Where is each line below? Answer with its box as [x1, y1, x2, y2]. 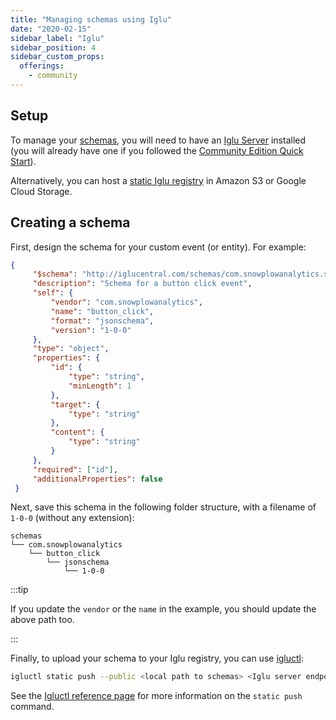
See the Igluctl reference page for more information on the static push [10, 690, 303, 702]
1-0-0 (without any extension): [10, 512, 135, 524]
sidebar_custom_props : [10, 52, 105, 62]
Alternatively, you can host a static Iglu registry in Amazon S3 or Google [10, 174, 307, 186]
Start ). [10, 155, 37, 167]
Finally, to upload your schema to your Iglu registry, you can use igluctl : [10, 652, 305, 665]
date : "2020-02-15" [10, 24, 92, 34]
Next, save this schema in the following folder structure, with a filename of [10, 501, 317, 513]
